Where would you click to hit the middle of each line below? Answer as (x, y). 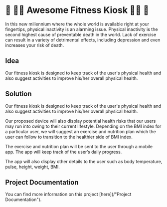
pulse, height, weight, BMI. (32, 167)
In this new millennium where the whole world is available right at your (77, 24)
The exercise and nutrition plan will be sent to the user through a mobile (79, 146)
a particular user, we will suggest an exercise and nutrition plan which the (81, 131)
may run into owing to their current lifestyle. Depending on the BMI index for (83, 126)
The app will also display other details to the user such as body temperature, (84, 161)
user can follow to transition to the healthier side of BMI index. (69, 137)
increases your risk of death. (35, 45)
